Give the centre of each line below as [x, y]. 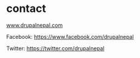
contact [26, 9]
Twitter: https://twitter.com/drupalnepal [55, 48]
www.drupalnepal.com [35, 25]
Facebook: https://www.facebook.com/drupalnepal [70, 36]
